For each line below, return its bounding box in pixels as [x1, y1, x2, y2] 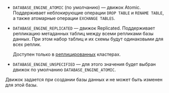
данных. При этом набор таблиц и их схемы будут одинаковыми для [12, 36, 164, 42]
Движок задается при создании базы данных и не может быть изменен [5, 77, 163, 82]
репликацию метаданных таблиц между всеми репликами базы [12, 31, 154, 36]
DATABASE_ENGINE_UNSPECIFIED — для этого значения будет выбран [12, 61, 156, 67]
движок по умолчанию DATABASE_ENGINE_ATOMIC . [12, 66, 116, 73]
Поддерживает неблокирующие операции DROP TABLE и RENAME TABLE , [12, 10, 164, 16]
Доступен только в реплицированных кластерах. [12, 51, 121, 57]
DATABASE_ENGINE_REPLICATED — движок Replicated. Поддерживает [12, 25, 155, 31]
